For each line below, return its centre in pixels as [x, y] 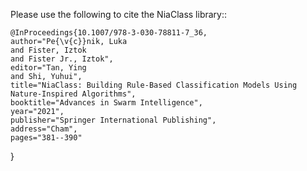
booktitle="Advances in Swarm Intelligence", [106, 103]
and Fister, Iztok [48, 50]
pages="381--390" [46, 138]
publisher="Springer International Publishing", [113, 120]
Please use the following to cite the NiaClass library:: [119, 14]
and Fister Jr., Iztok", [62, 59]
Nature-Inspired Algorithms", [73, 94]
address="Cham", [44, 129]
